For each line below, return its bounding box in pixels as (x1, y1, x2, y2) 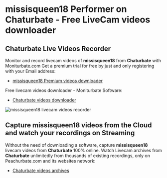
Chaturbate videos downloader (12, 97, 76, 103)
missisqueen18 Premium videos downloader (12, 78, 103, 84)
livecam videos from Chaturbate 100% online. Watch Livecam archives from (5, 147, 162, 153)
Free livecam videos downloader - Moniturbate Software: (5, 88, 123, 93)
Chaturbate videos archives (12, 168, 70, 174)
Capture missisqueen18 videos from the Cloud (5, 121, 152, 130)
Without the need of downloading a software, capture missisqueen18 (5, 142, 148, 148)
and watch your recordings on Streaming (5, 129, 135, 137)
